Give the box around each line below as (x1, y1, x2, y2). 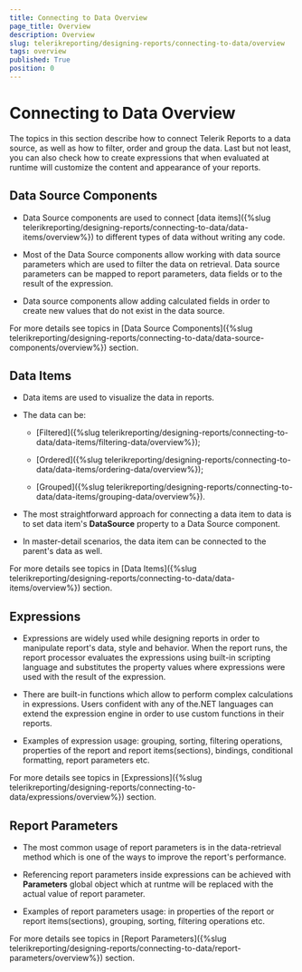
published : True (9, 55, 71, 64)
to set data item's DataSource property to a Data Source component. (22, 519, 280, 530)
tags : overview (9, 47, 67, 56)
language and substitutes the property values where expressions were (22, 662, 286, 673)
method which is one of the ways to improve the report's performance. (22, 851, 287, 862)
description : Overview (9, 30, 95, 39)
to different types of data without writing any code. (96, 231, 286, 242)
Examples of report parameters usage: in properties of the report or (22, 906, 275, 917)
